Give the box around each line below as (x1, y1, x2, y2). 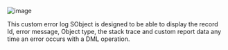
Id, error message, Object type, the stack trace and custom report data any (7, 28, 222, 35)
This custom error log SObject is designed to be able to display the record (7, 20, 218, 28)
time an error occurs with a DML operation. (7, 35, 130, 43)
